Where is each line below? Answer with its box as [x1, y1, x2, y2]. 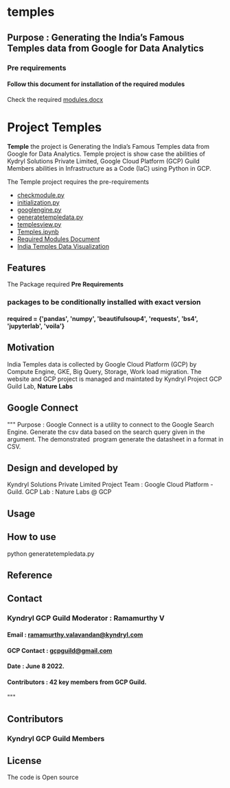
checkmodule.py [16, 191, 65, 199]
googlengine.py [16, 205, 62, 214]
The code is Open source [7, 773, 79, 782]
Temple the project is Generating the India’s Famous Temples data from [7, 142, 210, 150]
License [7, 755, 42, 767]
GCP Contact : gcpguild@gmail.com [7, 646, 113, 654]
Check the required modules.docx [7, 95, 104, 103]
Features [7, 262, 46, 274]
